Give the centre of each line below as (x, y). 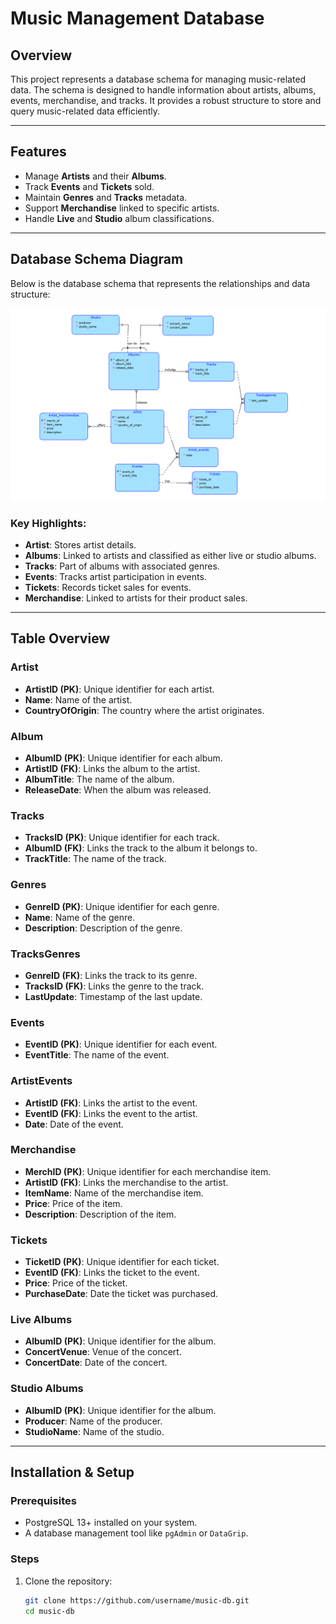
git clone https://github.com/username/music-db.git (137, 1600)
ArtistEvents (41, 1081)
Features (38, 152)
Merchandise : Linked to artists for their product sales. (136, 598)
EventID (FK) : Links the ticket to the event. (112, 1273)
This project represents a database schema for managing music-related (158, 79)
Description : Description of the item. (100, 1214)
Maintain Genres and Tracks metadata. (106, 197)
